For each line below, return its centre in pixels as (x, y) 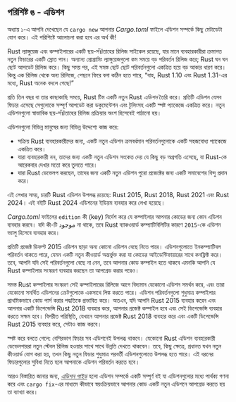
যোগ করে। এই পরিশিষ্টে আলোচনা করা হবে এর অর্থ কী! (62, 37)
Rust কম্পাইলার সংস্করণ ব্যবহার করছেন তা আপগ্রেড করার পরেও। (73, 270)
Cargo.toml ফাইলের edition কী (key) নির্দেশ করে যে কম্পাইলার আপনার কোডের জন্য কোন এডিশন (114, 216)
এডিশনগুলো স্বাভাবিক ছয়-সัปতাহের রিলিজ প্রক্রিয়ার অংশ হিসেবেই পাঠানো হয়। (85, 113)
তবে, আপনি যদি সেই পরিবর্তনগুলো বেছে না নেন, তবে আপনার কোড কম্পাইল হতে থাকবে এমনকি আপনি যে (111, 262)
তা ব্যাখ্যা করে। (23, 391)
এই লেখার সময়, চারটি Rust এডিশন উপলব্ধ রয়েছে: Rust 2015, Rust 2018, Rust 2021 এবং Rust (118, 194)
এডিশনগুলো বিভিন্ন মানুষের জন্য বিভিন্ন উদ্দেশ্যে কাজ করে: (63, 127)
